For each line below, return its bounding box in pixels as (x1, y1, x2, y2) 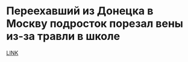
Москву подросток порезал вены (6, 17, 184, 30)
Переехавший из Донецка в (6, 4, 154, 18)
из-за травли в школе (6, 30, 121, 43)
